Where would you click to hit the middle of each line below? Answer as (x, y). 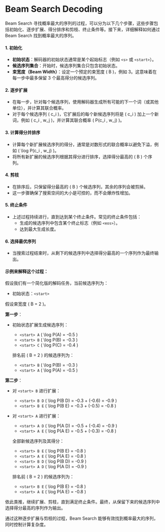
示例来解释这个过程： (27, 271)
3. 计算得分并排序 (23, 132)
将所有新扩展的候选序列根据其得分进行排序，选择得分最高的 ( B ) (77, 157)
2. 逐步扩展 (16, 90)
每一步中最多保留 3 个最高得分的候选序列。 (56, 78)
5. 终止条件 (16, 205)
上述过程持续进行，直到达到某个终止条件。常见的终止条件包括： (77, 216)
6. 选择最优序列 (21, 241)
